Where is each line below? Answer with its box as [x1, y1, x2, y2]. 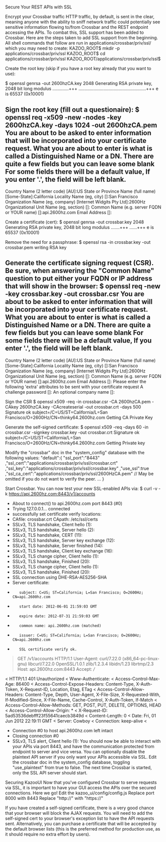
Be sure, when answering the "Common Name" [5, 267, 155, 275]
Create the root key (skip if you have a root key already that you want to [5, 66, 152, 71]
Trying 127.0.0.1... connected [12, 505, 70, 511]
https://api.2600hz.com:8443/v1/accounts [8, 491, 96, 496]
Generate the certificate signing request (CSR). [5, 259, 154, 267]
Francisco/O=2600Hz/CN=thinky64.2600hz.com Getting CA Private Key [5, 414, 153, 421]
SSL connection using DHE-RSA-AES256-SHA [12, 574, 107, 580]
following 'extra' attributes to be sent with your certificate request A [5, 384, 144, 390]
